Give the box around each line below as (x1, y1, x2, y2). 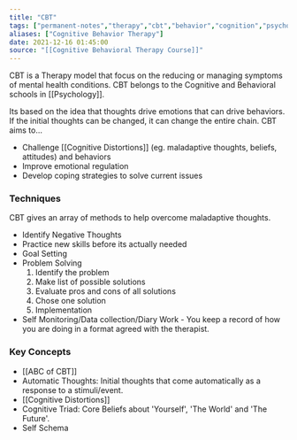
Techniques (9, 192, 62, 205)
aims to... (9, 125, 42, 135)
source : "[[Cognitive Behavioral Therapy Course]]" (9, 46, 203, 55)
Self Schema (21, 422, 69, 433)
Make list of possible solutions (34, 276, 146, 288)
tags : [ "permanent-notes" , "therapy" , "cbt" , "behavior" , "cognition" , (9, 21, 263, 30)
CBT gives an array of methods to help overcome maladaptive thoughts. (9, 212, 271, 223)
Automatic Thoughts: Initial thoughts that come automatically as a (21, 375, 261, 386)
